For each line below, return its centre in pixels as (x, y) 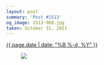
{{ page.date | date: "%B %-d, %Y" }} (52, 45)
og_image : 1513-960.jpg (35, 22)
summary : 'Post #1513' (34, 17)
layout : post (22, 12)
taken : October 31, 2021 (37, 28)
